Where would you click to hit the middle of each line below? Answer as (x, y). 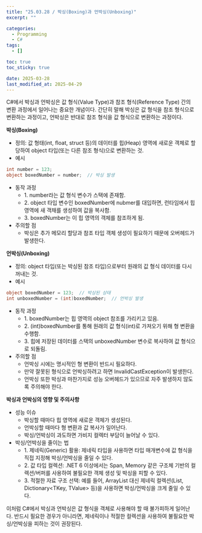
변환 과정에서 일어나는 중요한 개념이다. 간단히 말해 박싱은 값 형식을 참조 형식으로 (100, 110)
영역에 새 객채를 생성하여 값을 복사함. (68, 210)
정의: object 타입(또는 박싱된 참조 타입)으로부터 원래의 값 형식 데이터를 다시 (103, 266)
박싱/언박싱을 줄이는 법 (42, 442)
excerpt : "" (21, 18)
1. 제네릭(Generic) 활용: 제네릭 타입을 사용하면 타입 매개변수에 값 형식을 (108, 450)
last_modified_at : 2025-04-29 (44, 84)
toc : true (19, 62)
